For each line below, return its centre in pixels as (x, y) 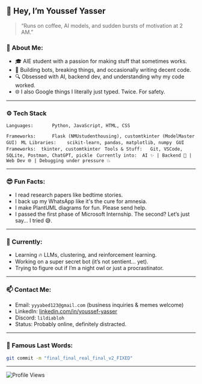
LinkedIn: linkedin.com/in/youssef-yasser (66, 312)
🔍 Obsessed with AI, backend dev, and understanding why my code (99, 77)
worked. (25, 86)
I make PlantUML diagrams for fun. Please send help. (81, 207)
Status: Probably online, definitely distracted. (71, 324)
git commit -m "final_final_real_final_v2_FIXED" (70, 358)
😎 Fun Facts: (26, 181)
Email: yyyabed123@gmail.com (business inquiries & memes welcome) (99, 305)
